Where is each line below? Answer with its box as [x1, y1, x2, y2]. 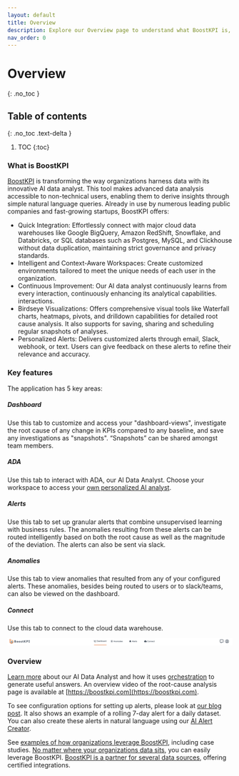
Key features [7, 368, 54, 378]
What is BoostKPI [7, 161, 69, 171]
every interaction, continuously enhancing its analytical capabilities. [17, 289, 218, 298]
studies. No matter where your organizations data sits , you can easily [7, 746, 210, 755]
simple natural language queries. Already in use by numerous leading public [7, 200, 230, 208]
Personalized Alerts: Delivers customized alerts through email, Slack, [17, 335, 220, 343]
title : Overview [7, 19, 56, 26]
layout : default [7, 11, 56, 19]
